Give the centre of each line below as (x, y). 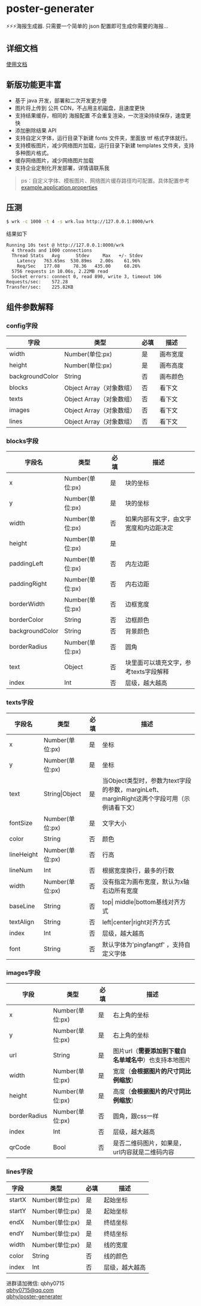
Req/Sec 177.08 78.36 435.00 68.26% (79, 266)
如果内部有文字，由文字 (158, 519)
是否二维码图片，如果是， (149, 1143)
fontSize (21, 823)
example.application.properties (59, 187)
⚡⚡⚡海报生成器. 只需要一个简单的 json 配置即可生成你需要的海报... (87, 26)
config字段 (22, 325)
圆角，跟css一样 (136, 1116)
